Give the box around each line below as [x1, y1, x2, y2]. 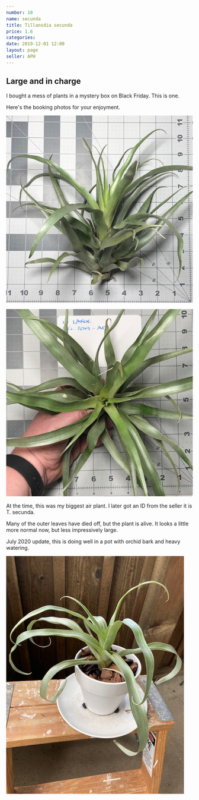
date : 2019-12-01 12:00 [6, 41, 65, 47]
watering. [6, 544, 30, 551]
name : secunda [6, 15, 41, 22]
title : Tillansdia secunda [6, 22, 73, 28]
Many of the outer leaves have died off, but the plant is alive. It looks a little [6, 520, 189, 527]
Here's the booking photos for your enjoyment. [6, 103, 120, 111]
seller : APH [6, 53, 36, 59]
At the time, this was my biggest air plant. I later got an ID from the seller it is [6, 502, 192, 509]
